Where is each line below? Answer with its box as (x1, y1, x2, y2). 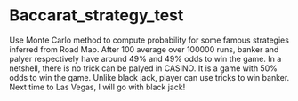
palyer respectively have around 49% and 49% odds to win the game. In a (9, 53, 282, 64)
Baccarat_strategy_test (9, 5, 184, 26)
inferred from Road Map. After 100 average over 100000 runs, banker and (9, 43, 279, 54)
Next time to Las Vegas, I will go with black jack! (9, 82, 186, 92)
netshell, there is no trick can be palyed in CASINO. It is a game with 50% (9, 63, 278, 74)
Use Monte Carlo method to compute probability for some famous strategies (9, 35, 289, 45)
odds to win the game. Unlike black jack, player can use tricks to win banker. (9, 72, 290, 82)
